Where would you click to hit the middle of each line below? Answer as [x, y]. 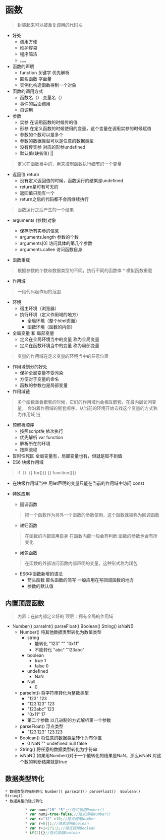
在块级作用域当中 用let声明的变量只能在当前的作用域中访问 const [78, 483]
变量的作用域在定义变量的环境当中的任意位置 [63, 356]
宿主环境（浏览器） [39, 308]
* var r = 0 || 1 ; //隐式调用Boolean [57, 824]
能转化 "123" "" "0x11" [57, 644]
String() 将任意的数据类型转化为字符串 [58, 749]
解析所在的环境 [35, 443]
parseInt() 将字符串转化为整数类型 [54, 693]
